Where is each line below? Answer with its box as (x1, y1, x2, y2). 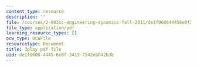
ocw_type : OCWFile (6, 36, 51, 41)
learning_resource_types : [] (6, 30, 77, 36)
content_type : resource (6, 8, 64, 15)
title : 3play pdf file (6, 47, 62, 52)
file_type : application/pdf (6, 24, 75, 31)
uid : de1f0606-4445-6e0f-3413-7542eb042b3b (6, 52, 114, 58)
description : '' (6, 14, 46, 20)
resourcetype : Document (6, 41, 64, 47)
